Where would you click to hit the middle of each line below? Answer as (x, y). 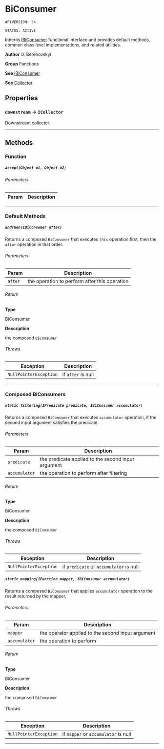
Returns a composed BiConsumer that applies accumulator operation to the (79, 591)
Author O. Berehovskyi (28, 54)
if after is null (78, 374)
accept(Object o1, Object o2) (36, 168)
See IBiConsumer (23, 73)
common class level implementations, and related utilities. (63, 44)
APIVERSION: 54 (20, 22)
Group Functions (22, 64)
